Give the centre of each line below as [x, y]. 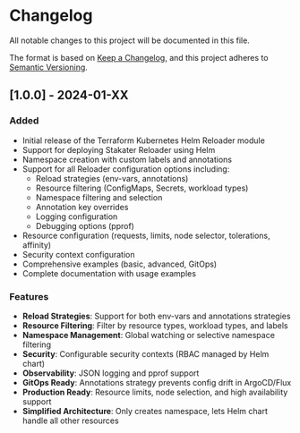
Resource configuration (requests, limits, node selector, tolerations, [146, 235]
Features [29, 296]
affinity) [37, 245]
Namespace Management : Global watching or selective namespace [149, 335]
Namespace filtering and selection [99, 197]
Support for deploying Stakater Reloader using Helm [119, 149]
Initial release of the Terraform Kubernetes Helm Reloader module [144, 140]
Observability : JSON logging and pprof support [111, 373]
